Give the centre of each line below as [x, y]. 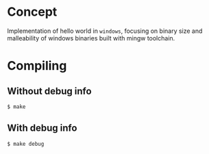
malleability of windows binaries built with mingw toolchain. [91, 38]
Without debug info [49, 91]
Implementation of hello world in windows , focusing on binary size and [105, 31]
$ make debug [26, 144]
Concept [32, 12]
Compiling [37, 66]
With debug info [42, 128]
